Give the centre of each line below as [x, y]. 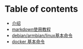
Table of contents [41, 9]
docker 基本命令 [28, 41]
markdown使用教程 [31, 29]
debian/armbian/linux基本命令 [42, 35]
